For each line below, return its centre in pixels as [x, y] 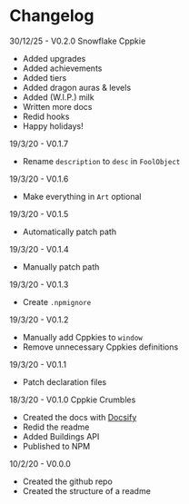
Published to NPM [56, 446]
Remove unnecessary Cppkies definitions [100, 347]
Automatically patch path [69, 232]
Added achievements [62, 68]
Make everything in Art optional [82, 196]
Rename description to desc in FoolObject [101, 161]
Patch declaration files [65, 381]
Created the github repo [68, 481]
